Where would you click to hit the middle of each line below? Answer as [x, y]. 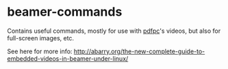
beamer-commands [65, 12]
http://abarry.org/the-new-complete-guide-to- [139, 51]
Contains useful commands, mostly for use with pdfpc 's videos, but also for [114, 31]
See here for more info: [40, 51]
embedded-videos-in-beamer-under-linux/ [68, 58]
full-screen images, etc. [40, 38]
